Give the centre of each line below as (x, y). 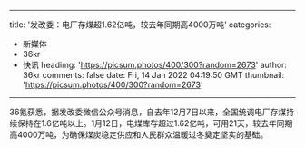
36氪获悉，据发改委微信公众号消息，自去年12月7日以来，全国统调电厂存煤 (148, 112)
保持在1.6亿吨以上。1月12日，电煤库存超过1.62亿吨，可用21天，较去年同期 (155, 123)
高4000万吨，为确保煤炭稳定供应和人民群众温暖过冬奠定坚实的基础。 (139, 134)
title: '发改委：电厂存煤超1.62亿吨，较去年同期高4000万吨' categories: (140, 25)
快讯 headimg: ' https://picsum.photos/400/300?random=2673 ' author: (155, 65)
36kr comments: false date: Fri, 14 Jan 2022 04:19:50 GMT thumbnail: (153, 75)
